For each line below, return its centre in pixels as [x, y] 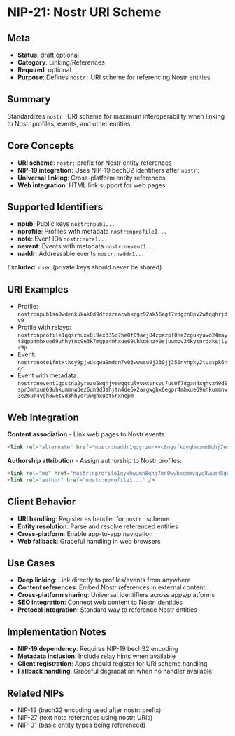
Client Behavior [42, 502]
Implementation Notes [57, 632]
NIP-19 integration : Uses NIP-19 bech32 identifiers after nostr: [109, 170]
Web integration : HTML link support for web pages [91, 185]
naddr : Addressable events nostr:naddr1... [81, 254]
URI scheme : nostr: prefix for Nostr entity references [95, 163]
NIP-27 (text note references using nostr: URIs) [85, 717]
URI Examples [38, 289]
